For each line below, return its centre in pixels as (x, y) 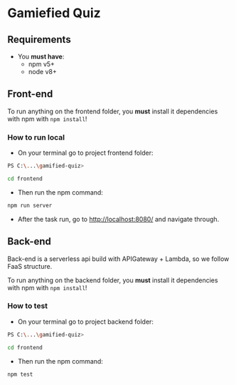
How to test (28, 306)
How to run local (36, 137)
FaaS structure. (30, 266)
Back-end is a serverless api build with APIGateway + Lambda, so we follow (118, 259)
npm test (20, 374)
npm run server (30, 205)
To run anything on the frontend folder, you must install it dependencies (113, 111)
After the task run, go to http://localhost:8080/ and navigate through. (118, 219)
